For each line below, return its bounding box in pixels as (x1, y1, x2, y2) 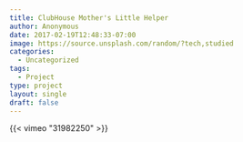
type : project (9, 81, 64, 90)
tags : (9, 65, 30, 74)
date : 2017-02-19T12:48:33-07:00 (9, 30, 137, 39)
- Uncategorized (17, 56, 79, 65)
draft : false (9, 97, 59, 107)
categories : (9, 47, 55, 56)
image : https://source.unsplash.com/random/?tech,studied (9, 38, 234, 48)
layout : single (9, 89, 67, 98)
